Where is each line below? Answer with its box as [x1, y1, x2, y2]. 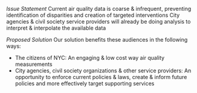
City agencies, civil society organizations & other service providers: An [15, 67, 192, 74]
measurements [15, 60, 53, 68]
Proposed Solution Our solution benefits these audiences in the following [6, 36, 188, 43]
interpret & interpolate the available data [6, 24, 106, 31]
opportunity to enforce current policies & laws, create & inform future [15, 74, 187, 80]
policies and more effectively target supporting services [15, 80, 155, 87]
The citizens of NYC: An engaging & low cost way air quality [15, 54, 165, 61]
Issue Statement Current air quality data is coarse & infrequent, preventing [6, 5, 192, 12]
